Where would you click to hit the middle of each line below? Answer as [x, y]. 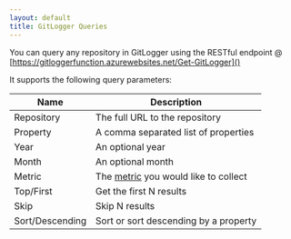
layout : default [40, 18]
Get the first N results [141, 191]
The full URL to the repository [158, 117]
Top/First [33, 191]
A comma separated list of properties [175, 132]
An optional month [135, 162]
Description [176, 102]
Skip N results [125, 205]
